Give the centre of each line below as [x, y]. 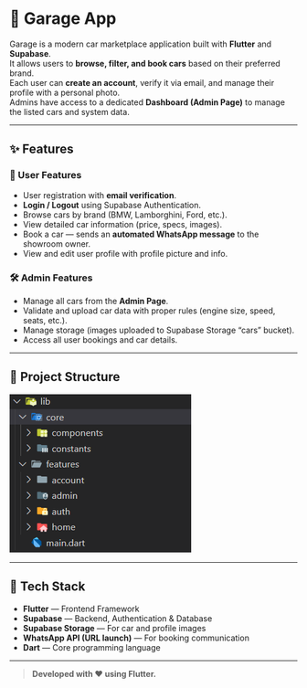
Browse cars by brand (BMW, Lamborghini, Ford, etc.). [125, 215]
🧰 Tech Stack [48, 587]
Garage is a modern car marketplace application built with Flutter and [141, 44]
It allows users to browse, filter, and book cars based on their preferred [145, 63]
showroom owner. [57, 243]
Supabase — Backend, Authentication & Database [117, 618]
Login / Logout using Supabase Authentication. [112, 205]
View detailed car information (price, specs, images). [122, 224]
